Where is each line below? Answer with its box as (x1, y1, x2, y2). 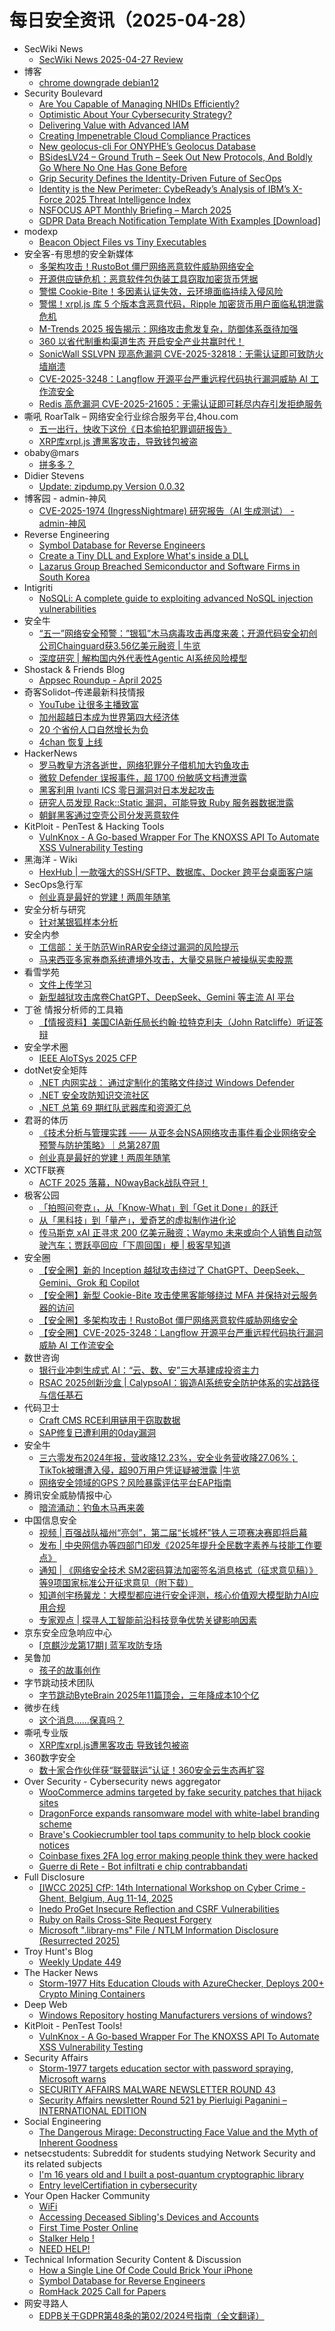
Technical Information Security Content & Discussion (23, 2253, 242, 2265)
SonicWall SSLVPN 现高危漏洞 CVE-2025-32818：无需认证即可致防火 (38, 347, 324, 360)
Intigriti (23, 581, 54, 593)
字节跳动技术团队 (23, 1676, 95, 1688)
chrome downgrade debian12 (38, 76, 160, 88)
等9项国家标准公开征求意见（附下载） (38, 1576, 194, 1588)
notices (38, 1839, 70, 1851)
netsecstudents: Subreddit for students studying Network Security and (23, 2147, 316, 2159)
